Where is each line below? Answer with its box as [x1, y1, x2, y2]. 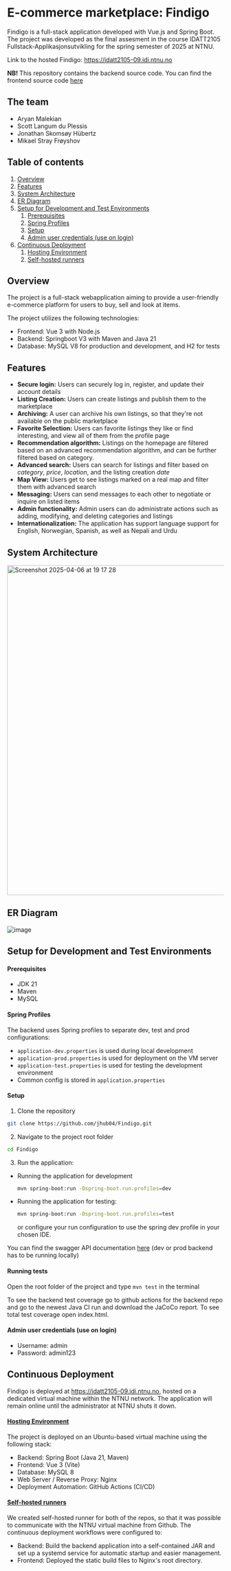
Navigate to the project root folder [16, 1132, 113, 1141]
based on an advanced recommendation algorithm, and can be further [16, 446, 217, 455]
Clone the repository [16, 1107, 76, 1115]
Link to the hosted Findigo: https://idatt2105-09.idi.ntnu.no [7, 55, 173, 63]
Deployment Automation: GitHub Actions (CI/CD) [16, 1482, 155, 1490]
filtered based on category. [16, 453, 94, 462]
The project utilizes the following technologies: [7, 314, 140, 322]
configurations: [7, 1033, 50, 1041]
